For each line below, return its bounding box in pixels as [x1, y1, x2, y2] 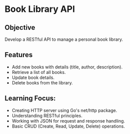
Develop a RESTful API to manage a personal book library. [4, 36, 124, 42]
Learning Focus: [4, 94, 56, 103]
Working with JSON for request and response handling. [11, 118, 125, 124]
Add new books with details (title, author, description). [11, 64, 123, 70]
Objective [4, 23, 36, 32]
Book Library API [4, 3, 75, 15]
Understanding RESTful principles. [11, 113, 83, 119]
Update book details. [11, 74, 55, 80]
